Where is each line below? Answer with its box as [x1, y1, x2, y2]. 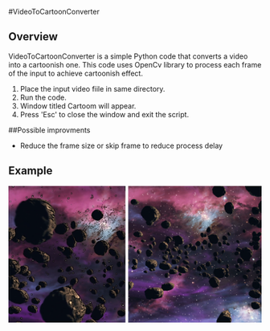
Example [8, 164, 53, 178]
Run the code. [19, 92, 67, 102]
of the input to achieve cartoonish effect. [8, 68, 143, 78]
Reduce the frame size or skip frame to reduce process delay [19, 141, 223, 150]
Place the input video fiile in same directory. [19, 84, 166, 93]
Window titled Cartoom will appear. [19, 100, 137, 111]
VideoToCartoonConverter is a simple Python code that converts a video [8, 51, 248, 61]
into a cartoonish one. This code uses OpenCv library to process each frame [8, 59, 262, 69]
